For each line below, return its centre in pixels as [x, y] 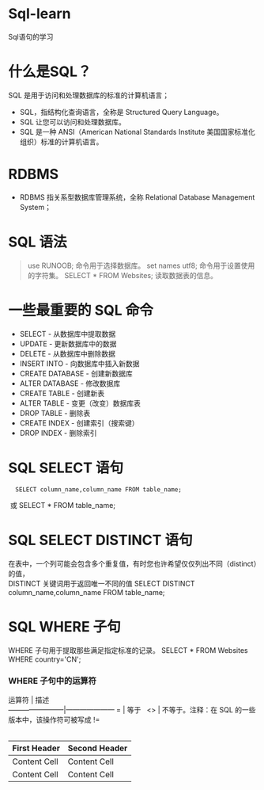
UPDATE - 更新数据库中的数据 [68, 343]
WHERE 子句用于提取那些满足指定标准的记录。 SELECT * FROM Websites [128, 650]
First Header [36, 748]
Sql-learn [40, 14]
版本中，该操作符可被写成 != [54, 719]
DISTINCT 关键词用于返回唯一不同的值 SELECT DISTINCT [102, 583]
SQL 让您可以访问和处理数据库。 [73, 122]
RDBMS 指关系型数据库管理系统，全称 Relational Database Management [137, 197]
